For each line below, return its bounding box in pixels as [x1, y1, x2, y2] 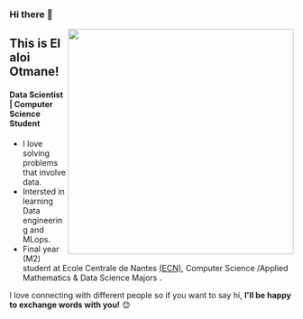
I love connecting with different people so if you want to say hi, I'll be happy [9, 289, 291, 300]
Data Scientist [9, 89, 64, 100]
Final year [22, 243, 60, 254]
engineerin [22, 214, 63, 225]
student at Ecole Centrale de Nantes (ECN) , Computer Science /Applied [22, 262, 289, 273]
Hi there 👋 [9, 8, 54, 21]
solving [22, 148, 50, 159]
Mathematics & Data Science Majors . [22, 272, 162, 283]
